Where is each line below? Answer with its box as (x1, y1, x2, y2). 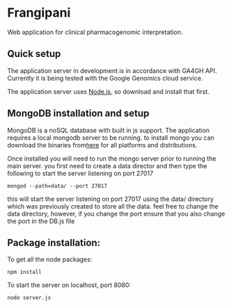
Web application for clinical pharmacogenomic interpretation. (7, 28, 183, 36)
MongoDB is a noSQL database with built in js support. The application (7, 126, 210, 134)
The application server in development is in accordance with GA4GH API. (7, 66, 217, 74)
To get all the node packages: (7, 255, 93, 264)
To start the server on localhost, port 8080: (7, 281, 131, 289)
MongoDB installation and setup (7, 108, 150, 120)
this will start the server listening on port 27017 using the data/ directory (7, 195, 214, 203)
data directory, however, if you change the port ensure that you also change (7, 209, 225, 218)
